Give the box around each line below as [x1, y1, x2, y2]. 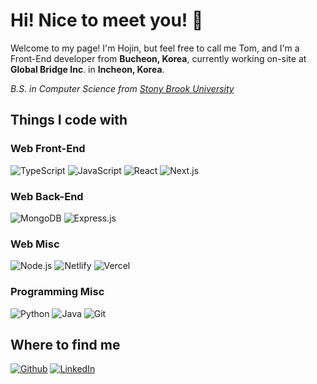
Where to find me [10, 336, 121, 353]
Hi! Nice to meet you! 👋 [10, 9, 204, 32]
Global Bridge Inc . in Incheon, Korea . [10, 63, 165, 75]
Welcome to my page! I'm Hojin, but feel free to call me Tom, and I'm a [10, 42, 300, 54]
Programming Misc [10, 285, 105, 299]
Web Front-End [10, 142, 86, 156]
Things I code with [10, 112, 128, 129]
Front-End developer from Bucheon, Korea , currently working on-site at [10, 52, 307, 64]
